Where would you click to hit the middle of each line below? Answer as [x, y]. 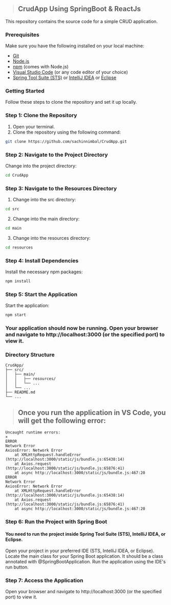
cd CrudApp [17, 175]
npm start [16, 315]
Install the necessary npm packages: [44, 272]
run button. [17, 567]
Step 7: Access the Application [44, 580]
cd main [14, 228]
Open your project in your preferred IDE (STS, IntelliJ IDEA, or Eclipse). [80, 551]
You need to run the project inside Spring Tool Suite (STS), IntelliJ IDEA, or [85, 534]
